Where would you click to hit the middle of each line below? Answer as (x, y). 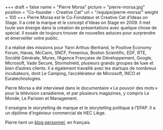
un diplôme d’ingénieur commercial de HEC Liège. (55, 113)
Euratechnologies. (23, 78)
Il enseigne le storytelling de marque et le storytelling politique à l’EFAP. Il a (80, 108)
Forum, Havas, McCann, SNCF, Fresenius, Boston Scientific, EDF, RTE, (76, 53)
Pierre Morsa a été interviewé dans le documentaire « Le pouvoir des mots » (81, 88)
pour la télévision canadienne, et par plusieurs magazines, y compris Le (77, 93)
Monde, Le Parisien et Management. (41, 98)
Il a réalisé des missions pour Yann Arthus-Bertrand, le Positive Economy (78, 47)
